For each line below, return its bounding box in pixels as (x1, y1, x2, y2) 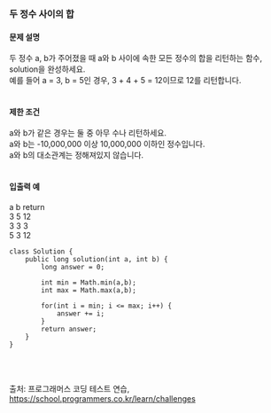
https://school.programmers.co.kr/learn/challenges (9, 393, 197, 404)
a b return (9, 201, 46, 212)
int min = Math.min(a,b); (41, 277, 137, 287)
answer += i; (56, 308, 105, 318)
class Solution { (9, 246, 74, 256)
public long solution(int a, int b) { (25, 254, 168, 263)
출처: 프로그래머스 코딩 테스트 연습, (9, 383, 130, 394)
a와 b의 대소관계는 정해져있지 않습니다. (9, 150, 144, 160)
